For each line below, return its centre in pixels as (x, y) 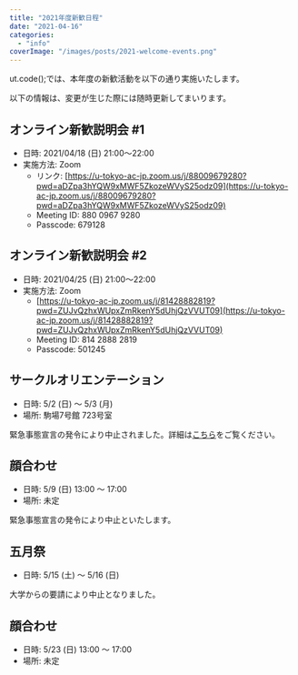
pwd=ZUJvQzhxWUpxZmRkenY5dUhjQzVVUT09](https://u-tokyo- (161, 310)
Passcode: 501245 (71, 349)
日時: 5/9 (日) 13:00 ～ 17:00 (74, 489)
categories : (32, 35)
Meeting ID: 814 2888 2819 (87, 339)
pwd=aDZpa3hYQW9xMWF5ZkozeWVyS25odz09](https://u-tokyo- (162, 186)
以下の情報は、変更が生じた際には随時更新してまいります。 (120, 98)
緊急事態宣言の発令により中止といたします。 (93, 520)
